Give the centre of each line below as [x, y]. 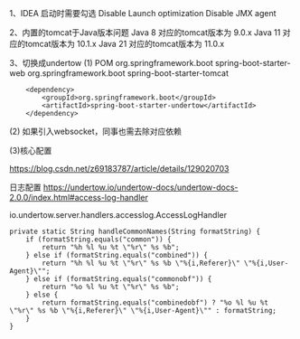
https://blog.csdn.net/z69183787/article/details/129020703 [119, 169]
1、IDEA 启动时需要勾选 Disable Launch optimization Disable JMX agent [143, 13]
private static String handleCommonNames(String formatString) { [135, 231]
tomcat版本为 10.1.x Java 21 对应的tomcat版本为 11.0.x [125, 44]
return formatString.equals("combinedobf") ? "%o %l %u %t [155, 303]
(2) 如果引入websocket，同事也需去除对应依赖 [96, 131]
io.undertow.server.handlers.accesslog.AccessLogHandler [118, 215]
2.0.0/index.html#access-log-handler [79, 198]
